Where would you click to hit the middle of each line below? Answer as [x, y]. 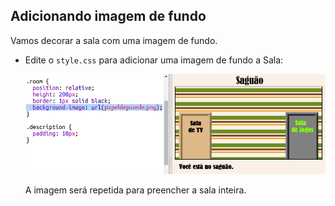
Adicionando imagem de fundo [108, 16]
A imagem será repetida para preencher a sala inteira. [135, 190]
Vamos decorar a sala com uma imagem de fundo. [114, 40]
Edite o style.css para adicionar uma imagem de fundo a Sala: [154, 60]
